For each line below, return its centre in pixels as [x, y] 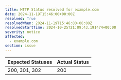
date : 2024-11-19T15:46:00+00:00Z [40, 14]
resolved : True [20, 18]
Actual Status [73, 62]
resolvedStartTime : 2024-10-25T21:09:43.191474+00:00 [61, 28]
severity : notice [23, 32]
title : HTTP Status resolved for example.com [52, 9]
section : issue [20, 46]
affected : [15, 37]
